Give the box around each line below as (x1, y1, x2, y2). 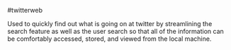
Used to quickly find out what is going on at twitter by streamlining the (7, 20, 213, 27)
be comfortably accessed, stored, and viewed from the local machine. (7, 35, 212, 43)
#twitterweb (7, 6, 43, 14)
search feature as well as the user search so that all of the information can (7, 27, 225, 35)
